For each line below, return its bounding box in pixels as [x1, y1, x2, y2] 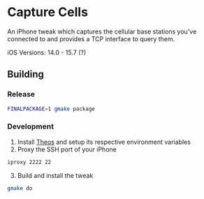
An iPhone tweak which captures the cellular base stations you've [7, 27, 197, 36]
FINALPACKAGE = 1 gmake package [7, 105, 96, 112]
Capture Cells [7, 4, 89, 20]
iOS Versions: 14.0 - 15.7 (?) [7, 48, 86, 57]
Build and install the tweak [17, 171, 94, 179]
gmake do [7, 184, 33, 192]
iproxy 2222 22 [7, 159, 52, 165]
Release [7, 89, 36, 99]
